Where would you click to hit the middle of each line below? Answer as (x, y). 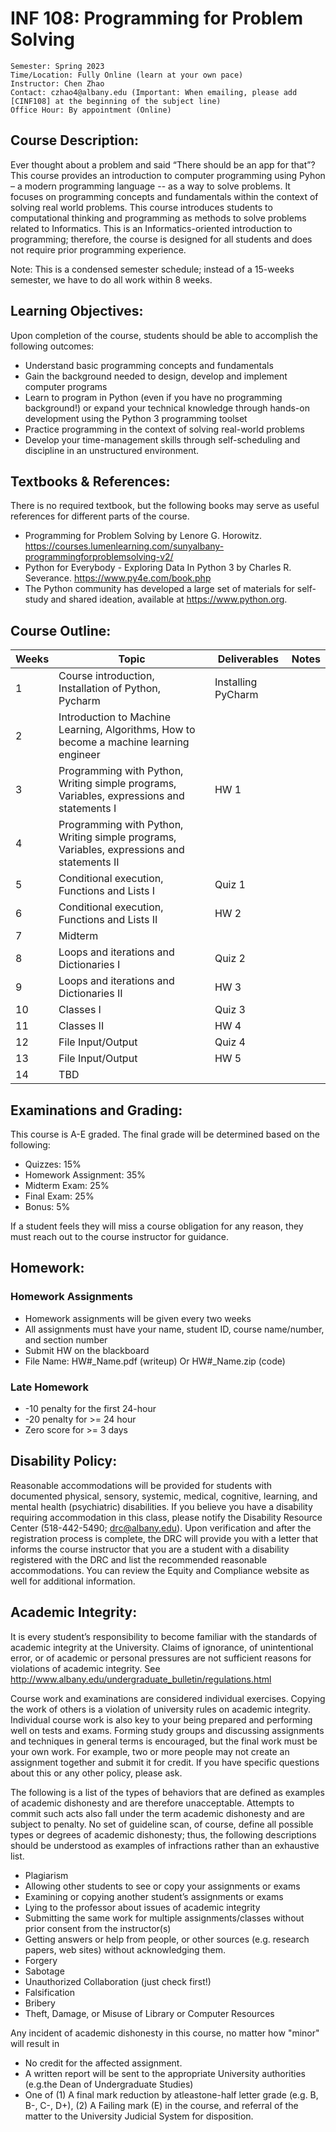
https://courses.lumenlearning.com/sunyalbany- (124, 546)
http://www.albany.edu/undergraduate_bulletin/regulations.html (141, 1679)
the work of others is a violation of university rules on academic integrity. (161, 1709)
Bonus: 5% (47, 1206)
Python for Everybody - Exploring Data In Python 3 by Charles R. (158, 568)
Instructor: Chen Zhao (57, 83)
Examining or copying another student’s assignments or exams (154, 1896)
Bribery (40, 2003)
